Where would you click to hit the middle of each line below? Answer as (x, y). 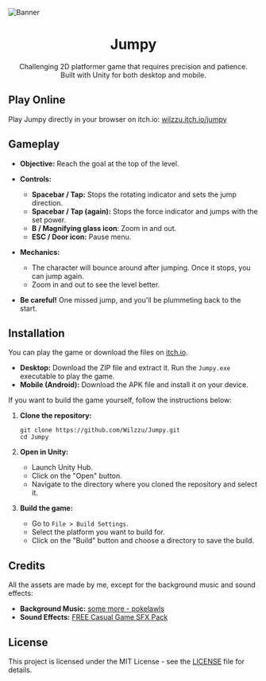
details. (20, 670)
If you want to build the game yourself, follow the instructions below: (120, 400)
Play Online (37, 100)
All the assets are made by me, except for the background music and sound (132, 585)
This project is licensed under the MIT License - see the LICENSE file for (126, 661)
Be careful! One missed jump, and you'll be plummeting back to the (130, 299)
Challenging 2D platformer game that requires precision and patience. (133, 66)
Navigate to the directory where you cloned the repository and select (145, 484)
